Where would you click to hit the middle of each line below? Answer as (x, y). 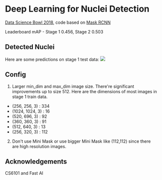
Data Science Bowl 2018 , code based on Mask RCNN (58, 22)
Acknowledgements (36, 161)
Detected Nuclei (30, 47)
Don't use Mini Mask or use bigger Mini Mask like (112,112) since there (81, 141)
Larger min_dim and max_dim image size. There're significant (73, 86)
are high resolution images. (39, 146)
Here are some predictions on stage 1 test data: (52, 59)
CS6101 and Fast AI (24, 173)
